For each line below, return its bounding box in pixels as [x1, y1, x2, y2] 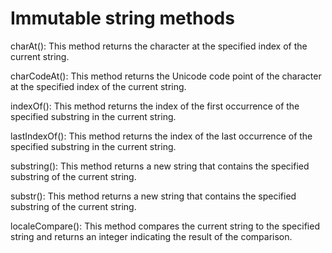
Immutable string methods [10, 7, 235, 30]
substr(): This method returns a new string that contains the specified [10, 190, 297, 202]
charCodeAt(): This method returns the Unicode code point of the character [10, 70, 322, 82]
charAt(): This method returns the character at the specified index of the [10, 40, 308, 52]
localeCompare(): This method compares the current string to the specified [10, 220, 320, 232]
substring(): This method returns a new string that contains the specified [10, 160, 310, 172]
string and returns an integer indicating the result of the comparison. [10, 230, 293, 242]
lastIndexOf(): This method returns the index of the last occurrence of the [10, 130, 313, 142]
